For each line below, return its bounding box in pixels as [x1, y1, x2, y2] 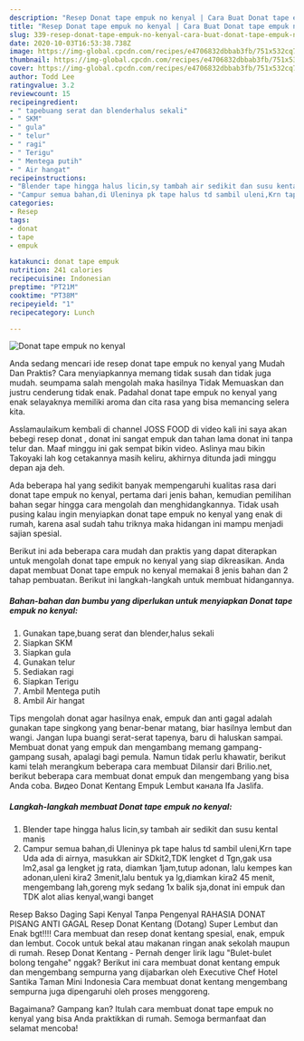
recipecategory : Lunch [9, 307, 95, 317]
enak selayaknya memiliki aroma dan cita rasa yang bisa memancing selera [9, 396, 290, 408]
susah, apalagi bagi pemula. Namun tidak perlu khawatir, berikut [46, 752, 287, 763]
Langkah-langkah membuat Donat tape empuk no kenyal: [9, 801, 233, 812]
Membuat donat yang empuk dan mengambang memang [9, 742, 222, 753]
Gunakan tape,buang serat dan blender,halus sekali [22, 628, 214, 639]
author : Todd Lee [9, 73, 75, 82]
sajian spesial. [9, 528, 62, 540]
